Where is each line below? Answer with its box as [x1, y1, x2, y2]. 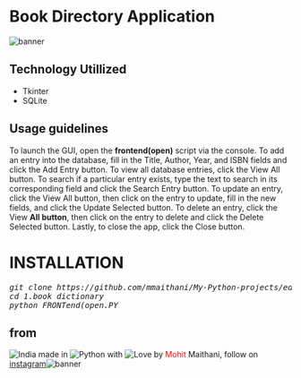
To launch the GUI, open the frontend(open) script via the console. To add [9, 145, 285, 156]
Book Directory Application [9, 6, 215, 27]
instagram [9, 358, 47, 369]
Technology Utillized [9, 62, 127, 77]
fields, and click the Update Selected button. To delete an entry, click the [9, 202, 278, 212]
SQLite [21, 95, 47, 106]
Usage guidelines [9, 121, 109, 136]
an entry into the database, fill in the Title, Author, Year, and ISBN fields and [9, 154, 288, 165]
